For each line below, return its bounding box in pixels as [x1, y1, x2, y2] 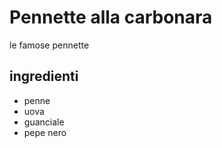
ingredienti [9, 68, 79, 85]
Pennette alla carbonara [9, 6, 213, 29]
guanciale [23, 116, 65, 128]
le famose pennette [9, 39, 90, 51]
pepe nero [23, 126, 67, 138]
